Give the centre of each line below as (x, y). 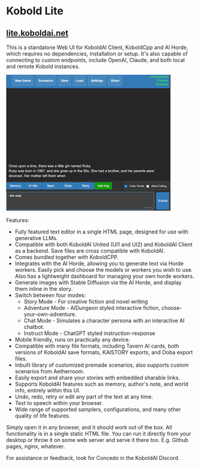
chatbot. (34, 327)
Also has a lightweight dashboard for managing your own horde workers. (104, 276)
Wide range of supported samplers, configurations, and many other (98, 409)
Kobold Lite (35, 11)
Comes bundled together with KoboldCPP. (67, 257)
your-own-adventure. (50, 314)
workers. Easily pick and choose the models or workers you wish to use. (104, 270)
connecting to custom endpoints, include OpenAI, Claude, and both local (96, 60)
